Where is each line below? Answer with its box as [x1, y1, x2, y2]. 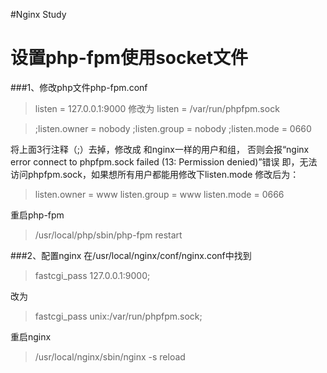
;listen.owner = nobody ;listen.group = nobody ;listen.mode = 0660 [34, 122, 312, 134]
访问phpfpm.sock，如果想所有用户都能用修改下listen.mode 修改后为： [10, 168, 300, 180]
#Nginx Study [10, 9, 67, 20]
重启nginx [10, 330, 52, 343]
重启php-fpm [10, 209, 65, 221]
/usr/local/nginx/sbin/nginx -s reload [34, 350, 186, 363]
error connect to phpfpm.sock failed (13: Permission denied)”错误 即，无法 [10, 155, 318, 168]
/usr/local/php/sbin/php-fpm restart [34, 229, 183, 241]
